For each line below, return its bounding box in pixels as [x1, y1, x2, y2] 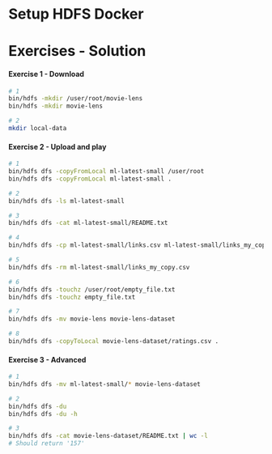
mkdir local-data [8, 125, 67, 133]
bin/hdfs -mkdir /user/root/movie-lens [8, 95, 143, 103]
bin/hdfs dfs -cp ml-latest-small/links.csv [8, 241, 161, 249]
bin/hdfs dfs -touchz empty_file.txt [8, 293, 136, 301]
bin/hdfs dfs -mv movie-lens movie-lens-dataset [8, 315, 176, 324]
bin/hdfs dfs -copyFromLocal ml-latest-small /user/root [8, 168, 205, 176]
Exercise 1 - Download [8, 69, 85, 78]
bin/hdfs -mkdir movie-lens [8, 102, 104, 110]
